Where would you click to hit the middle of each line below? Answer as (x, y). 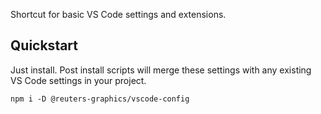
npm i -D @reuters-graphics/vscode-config (100, 99)
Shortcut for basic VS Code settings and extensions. (118, 14)
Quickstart (44, 45)
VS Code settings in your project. (78, 80)
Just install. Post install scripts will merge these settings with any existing (161, 70)
